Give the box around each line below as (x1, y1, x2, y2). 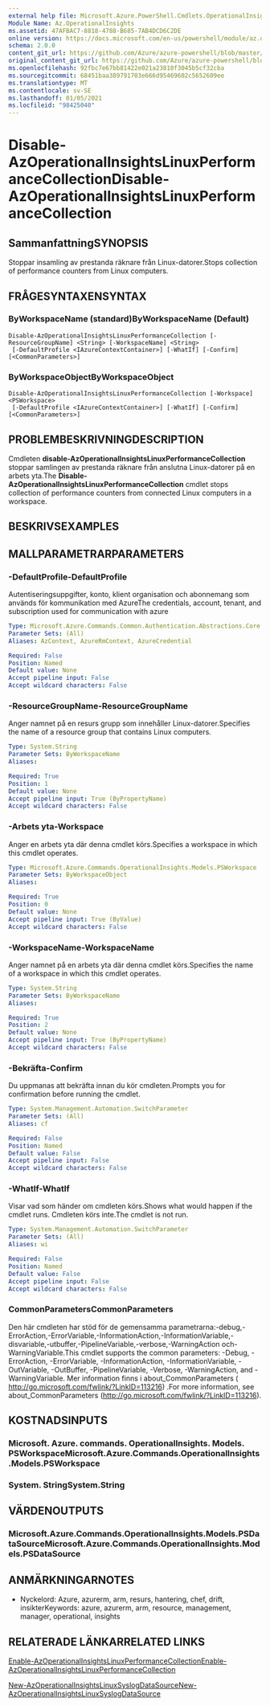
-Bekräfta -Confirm (8, 1062, 83, 1074)
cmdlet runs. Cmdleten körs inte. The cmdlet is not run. (8, 1210, 189, 1220)
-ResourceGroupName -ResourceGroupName (8, 700, 189, 711)
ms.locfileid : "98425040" (8, 101, 95, 109)
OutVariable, (8, 1364, 50, 1374)
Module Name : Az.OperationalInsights (8, 19, 135, 27)
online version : (8, 34, 63, 43)
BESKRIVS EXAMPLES (8, 520, 120, 534)
